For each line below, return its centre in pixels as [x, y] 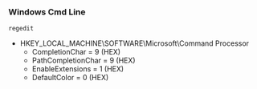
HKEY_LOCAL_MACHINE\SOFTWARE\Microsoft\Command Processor [135, 43]
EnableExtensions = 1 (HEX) [78, 69]
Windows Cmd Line [47, 12]
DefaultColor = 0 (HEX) [70, 78]
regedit [21, 29]
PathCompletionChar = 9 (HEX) [84, 61]
